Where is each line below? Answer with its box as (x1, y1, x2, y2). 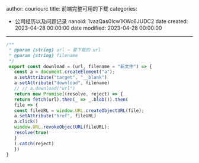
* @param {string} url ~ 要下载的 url (8, 47, 101, 53)
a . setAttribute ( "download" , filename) (14, 80, 110, 86)
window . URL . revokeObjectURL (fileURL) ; (14, 124, 110, 130)
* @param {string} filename (8, 52, 78, 58)
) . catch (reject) (14, 140, 54, 146)
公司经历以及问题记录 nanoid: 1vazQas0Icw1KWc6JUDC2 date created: (14, 18, 188, 25)
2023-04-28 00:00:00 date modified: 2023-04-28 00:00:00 (14, 24, 162, 31)
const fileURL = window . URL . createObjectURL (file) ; (14, 107, 145, 114)
